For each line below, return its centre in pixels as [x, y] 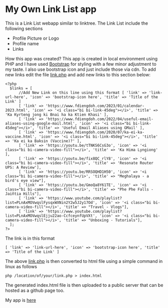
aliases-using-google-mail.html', [41, 123]
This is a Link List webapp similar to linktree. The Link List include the [77, 23]
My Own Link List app [51, 9]
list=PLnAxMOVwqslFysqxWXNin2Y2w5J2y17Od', [51, 202]
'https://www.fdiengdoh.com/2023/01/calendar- [95, 106]
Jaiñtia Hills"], [23, 194]
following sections [24, 28]
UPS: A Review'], [23, 167]
